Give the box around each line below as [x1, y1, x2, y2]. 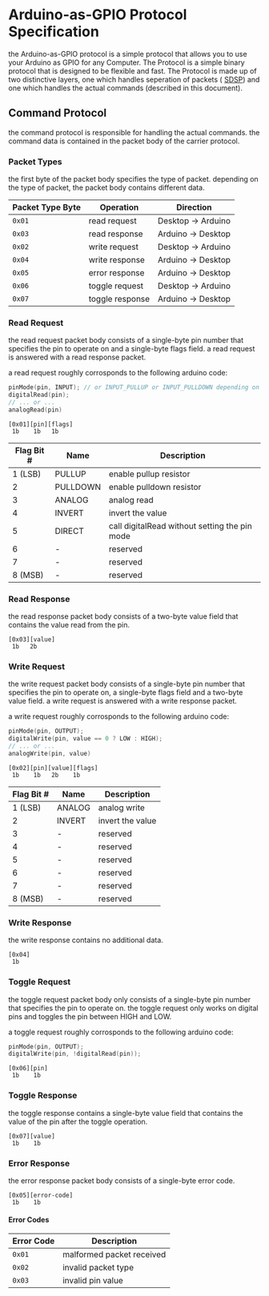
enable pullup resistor [108, 468, 191, 479]
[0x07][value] [8, 1132, 56, 1140]
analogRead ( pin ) [8, 406, 62, 414]
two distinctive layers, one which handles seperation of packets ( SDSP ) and [8, 74, 260, 84]
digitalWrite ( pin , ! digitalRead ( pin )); [8, 1050, 142, 1058]
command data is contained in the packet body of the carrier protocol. [8, 136, 240, 146]
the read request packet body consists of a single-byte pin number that [8, 335, 244, 345]
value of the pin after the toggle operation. [8, 1117, 148, 1126]
